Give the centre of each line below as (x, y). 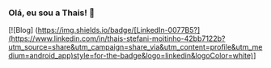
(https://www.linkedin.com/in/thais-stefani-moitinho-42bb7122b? (117, 38)
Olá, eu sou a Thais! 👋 (52, 13)
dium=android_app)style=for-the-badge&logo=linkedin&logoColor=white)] (132, 56)
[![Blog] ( (23, 30)
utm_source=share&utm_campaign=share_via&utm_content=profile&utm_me (135, 47)
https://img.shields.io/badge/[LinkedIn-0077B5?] (119, 30)
